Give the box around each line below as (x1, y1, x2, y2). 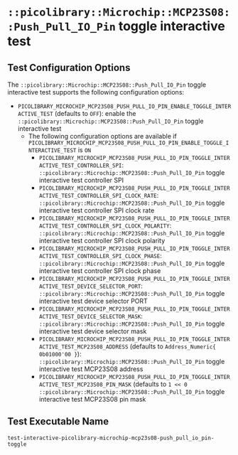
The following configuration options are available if (28, 132, 178, 140)
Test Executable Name (7, 415, 109, 428)
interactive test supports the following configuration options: (7, 88, 185, 96)
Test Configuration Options (7, 61, 131, 73)
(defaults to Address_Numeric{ (129, 342, 217, 350)
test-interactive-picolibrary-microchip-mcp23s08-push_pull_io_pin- (7, 434, 215, 441)
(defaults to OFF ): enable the (54, 109, 136, 117)
